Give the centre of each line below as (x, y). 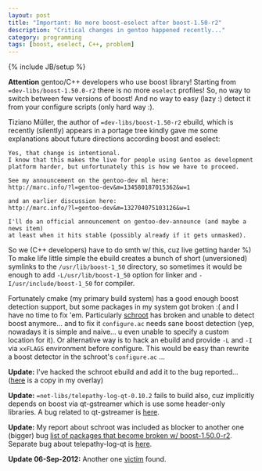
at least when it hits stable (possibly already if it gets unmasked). (127, 236)
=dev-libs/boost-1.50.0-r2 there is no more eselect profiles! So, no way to (129, 90)
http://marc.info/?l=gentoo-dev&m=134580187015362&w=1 (99, 188)
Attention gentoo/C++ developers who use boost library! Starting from (122, 82)
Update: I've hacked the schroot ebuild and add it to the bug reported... (123, 372)
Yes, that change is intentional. (65, 154)
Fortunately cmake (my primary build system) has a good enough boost (123, 299)
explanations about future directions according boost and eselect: (114, 139)
